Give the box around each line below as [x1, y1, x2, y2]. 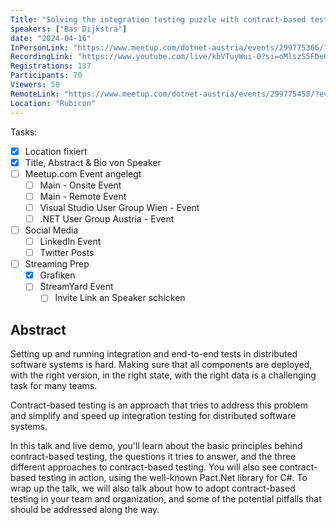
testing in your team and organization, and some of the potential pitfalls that [10, 493, 322, 505]
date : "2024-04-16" [10, 33, 92, 43]
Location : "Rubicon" [10, 98, 97, 108]
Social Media [24, 224, 79, 236]
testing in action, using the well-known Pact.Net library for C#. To [38, 472, 308, 484]
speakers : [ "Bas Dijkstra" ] [10, 24, 128, 34]
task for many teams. [10, 380, 98, 392]
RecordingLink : [10, 52, 74, 62]
